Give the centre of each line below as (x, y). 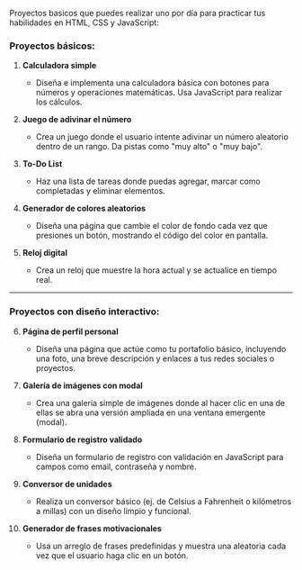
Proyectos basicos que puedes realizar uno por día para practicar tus (138, 13)
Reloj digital (45, 253)
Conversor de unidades (67, 484)
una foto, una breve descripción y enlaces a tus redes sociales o (155, 358)
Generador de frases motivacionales (92, 528)
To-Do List (42, 164)
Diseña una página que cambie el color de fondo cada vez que (151, 226)
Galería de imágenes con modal (83, 385)
